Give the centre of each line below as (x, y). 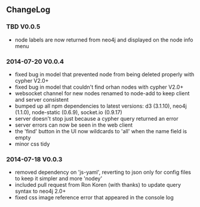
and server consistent (41, 99)
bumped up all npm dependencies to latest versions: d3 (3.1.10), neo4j (101, 106)
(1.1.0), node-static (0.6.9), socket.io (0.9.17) (68, 112)
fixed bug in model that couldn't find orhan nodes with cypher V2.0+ (99, 87)
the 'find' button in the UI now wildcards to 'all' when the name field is (101, 131)
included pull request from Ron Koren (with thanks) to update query (98, 185)
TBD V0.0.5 (23, 27)
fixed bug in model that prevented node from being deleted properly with (104, 74)
